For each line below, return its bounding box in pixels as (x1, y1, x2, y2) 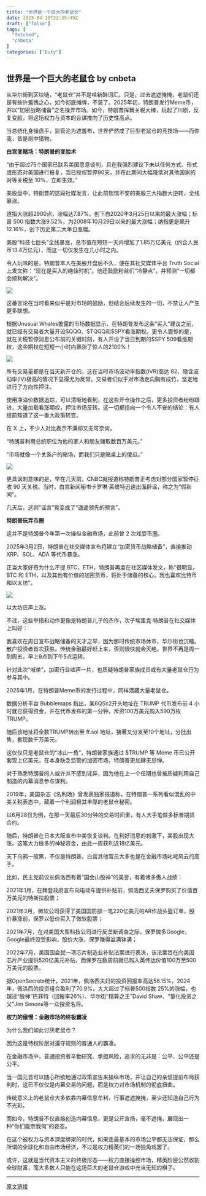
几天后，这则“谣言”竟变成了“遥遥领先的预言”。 (6, 504, 124, 511)
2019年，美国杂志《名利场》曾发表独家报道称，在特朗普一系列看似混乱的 (6, 790, 191, 798)
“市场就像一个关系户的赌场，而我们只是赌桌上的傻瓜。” (6, 450, 143, 458)
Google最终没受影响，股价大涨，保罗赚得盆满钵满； (6, 935, 138, 943)
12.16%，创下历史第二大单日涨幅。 (6, 225, 94, 232)
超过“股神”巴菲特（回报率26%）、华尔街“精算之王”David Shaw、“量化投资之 (6, 992, 197, 1000)
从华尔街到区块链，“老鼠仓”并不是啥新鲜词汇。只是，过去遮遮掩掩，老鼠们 (6, 90, 194, 98)
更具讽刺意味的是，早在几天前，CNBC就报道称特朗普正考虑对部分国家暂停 (6, 475, 194, 483)
